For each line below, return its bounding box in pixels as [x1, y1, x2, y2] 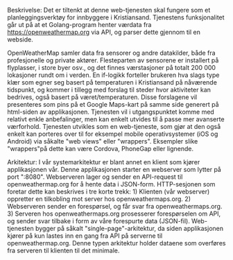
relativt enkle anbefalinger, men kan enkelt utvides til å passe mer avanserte [7, 115, 225, 123]
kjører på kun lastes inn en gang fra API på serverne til [7, 232, 163, 240]
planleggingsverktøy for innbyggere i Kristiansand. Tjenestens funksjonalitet [7, 13, 225, 21]
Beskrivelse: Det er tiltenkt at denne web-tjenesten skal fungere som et [7, 6, 211, 14]
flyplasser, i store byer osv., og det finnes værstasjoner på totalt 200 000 [7, 64, 216, 71]
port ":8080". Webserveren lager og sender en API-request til [7, 173, 183, 181]
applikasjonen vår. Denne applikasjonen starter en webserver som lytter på [7, 166, 222, 173]
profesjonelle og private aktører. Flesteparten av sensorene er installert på [7, 56, 219, 64]
